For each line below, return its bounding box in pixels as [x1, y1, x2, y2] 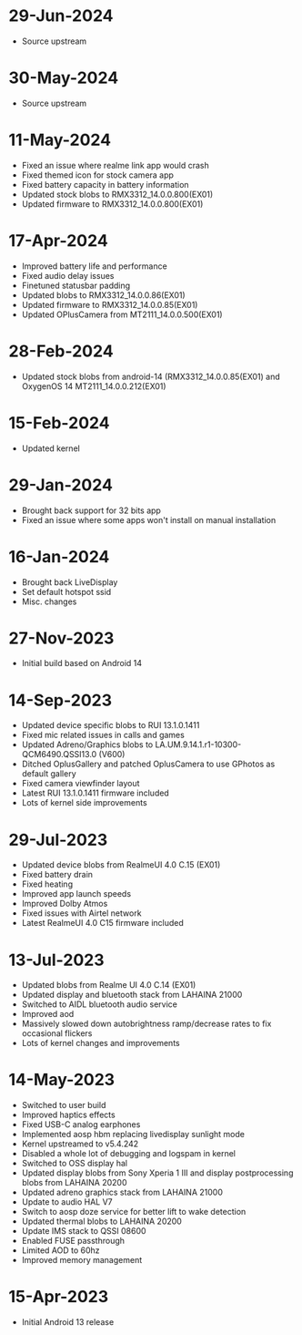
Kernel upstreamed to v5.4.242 [21, 1138, 139, 1149]
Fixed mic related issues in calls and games [21, 730, 186, 741]
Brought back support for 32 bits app [21, 505, 161, 516]
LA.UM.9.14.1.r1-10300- [155, 739, 242, 750]
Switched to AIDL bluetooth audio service [21, 999, 178, 1010]
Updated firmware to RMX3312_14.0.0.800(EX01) [21, 198, 204, 210]
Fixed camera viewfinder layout [21, 778, 140, 789]
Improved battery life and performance [21, 261, 167, 272]
